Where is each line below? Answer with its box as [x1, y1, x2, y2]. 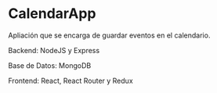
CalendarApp [8, 5, 96, 23]
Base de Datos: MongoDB [8, 60, 92, 70]
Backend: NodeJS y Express [8, 45, 100, 55]
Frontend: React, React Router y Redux [8, 76, 133, 85]
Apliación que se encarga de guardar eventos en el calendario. [8, 30, 211, 40]
